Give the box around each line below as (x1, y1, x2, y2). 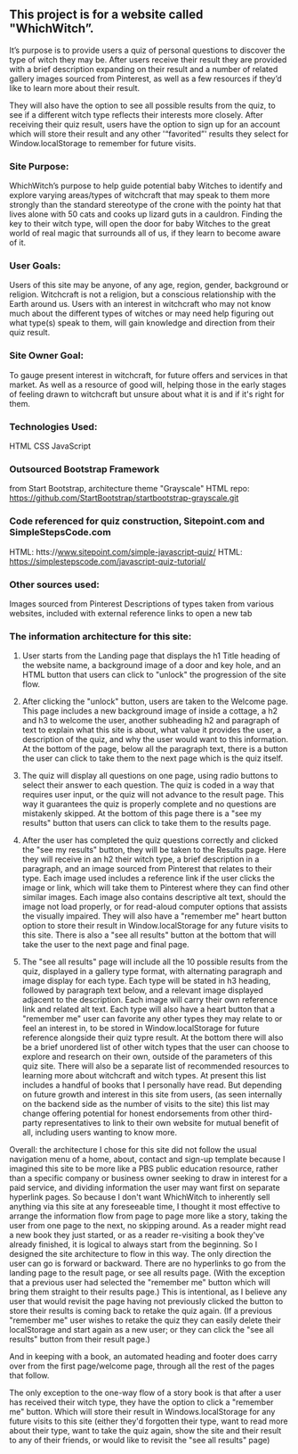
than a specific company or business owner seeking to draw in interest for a (9, 1173, 288, 1184)
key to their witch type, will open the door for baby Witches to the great (9, 219, 271, 229)
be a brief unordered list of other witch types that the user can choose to (21, 1042, 290, 1053)
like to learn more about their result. (9, 82, 141, 93)
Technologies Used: (9, 420, 98, 433)
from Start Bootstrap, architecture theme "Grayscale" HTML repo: (9, 483, 250, 494)
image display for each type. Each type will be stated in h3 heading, (21, 976, 271, 987)
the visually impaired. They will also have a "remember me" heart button (21, 911, 287, 921)
